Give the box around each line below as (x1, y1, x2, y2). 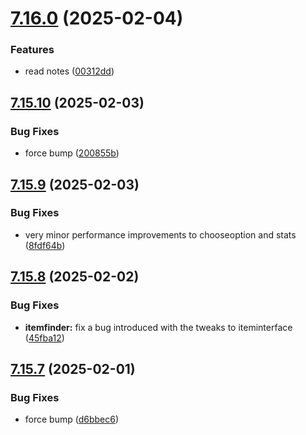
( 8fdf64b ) (24, 239, 66, 251)
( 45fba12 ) (24, 332, 65, 344)
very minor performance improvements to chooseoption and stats (24, 228, 297, 241)
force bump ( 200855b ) (24, 147, 120, 159)
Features (10, 43, 55, 57)
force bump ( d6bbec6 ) (24, 413, 120, 426)
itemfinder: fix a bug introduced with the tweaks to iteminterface (24, 321, 293, 333)
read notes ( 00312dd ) (24, 65, 115, 77)
